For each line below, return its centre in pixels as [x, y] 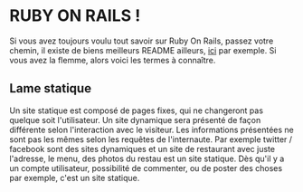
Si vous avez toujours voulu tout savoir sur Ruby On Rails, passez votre [142, 41]
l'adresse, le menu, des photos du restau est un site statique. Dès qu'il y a [147, 158]
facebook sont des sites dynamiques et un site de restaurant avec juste [142, 149]
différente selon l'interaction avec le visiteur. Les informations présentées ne [151, 130]
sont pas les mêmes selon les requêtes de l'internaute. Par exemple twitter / [151, 139]
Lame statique [51, 88]
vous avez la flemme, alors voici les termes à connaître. [113, 60]
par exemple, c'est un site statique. [75, 178]
